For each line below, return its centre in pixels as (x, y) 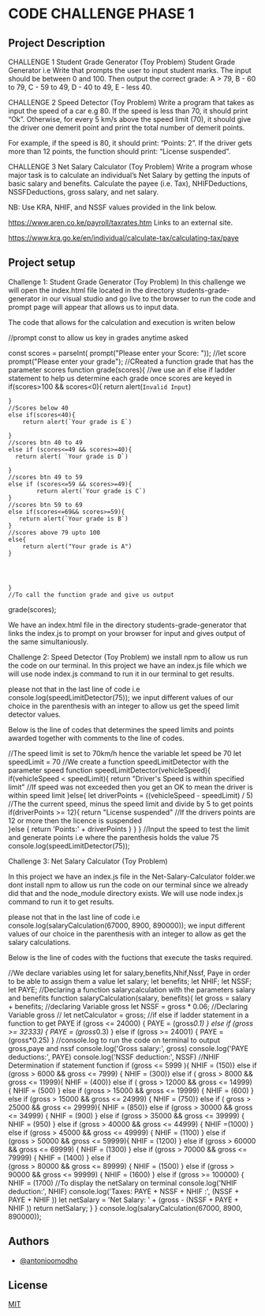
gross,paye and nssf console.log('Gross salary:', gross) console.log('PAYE (128, 1048)
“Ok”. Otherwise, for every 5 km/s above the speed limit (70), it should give (130, 119)
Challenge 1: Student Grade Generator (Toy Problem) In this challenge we (127, 282)
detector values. (35, 714)
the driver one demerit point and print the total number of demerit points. (127, 128)
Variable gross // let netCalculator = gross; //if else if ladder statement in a (129, 1015)
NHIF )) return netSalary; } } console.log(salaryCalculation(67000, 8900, (125, 1208)
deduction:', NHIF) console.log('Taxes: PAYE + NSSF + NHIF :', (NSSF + (124, 1191)
